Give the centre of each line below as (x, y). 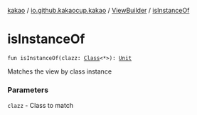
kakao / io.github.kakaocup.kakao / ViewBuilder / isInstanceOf (98, 10)
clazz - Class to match (40, 106)
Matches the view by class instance (60, 71)
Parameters (28, 90)
